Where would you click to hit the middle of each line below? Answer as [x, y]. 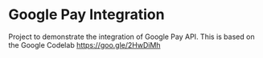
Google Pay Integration [86, 15]
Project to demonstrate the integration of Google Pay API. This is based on [131, 37]
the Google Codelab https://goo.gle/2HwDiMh [84, 44]
